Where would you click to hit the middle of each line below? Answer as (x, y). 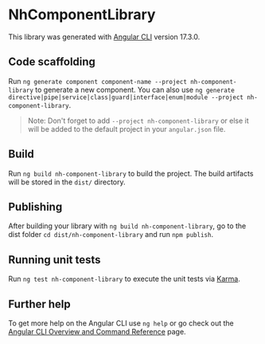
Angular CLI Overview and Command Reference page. (97, 332)
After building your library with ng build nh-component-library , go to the (127, 226)
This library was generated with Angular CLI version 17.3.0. (104, 37)
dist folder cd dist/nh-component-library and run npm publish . (111, 235)
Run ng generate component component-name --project (97, 81)
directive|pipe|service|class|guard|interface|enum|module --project (126, 97)
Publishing (35, 206)
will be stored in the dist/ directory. (67, 182)
